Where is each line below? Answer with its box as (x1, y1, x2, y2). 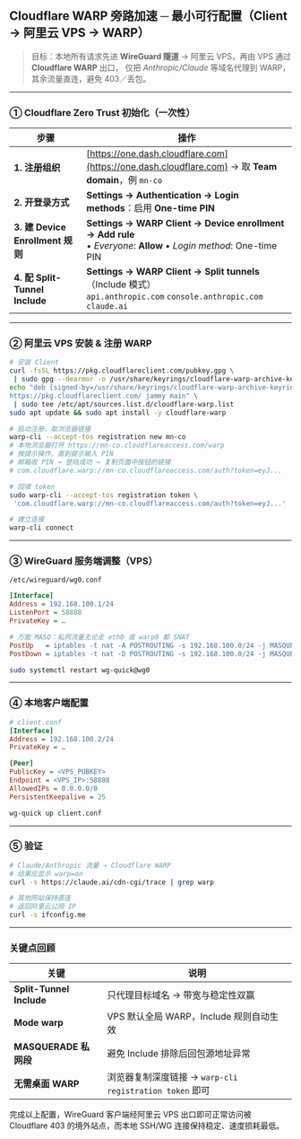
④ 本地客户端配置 (9, 697, 90, 709)
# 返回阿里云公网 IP (9, 902, 77, 911)
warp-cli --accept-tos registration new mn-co (9, 433, 186, 442)
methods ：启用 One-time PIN (86, 202, 215, 215)
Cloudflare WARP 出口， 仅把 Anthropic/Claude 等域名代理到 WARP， (30, 62, 291, 73)
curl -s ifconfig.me (9, 910, 87, 920)
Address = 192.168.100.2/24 (9, 734, 115, 743)
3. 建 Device (13, 221, 66, 233)
